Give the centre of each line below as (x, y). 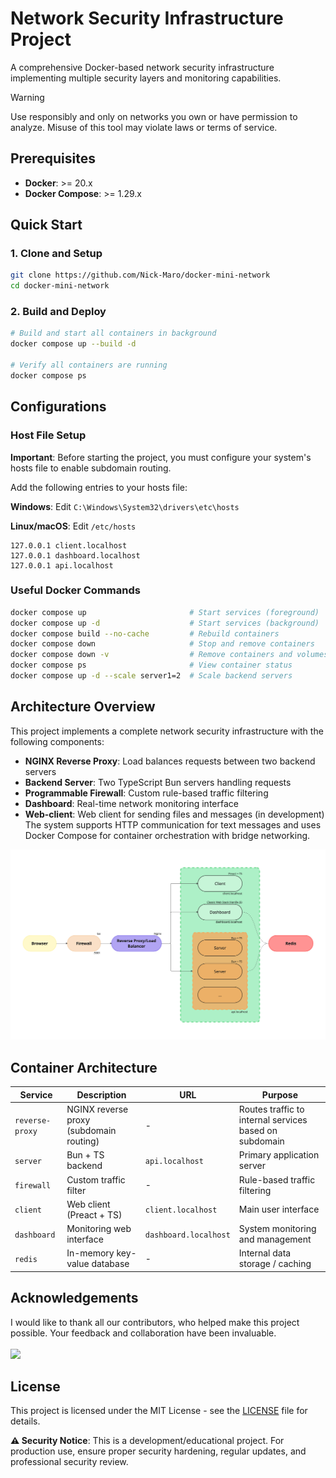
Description (101, 1094)
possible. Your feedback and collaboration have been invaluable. (143, 1333)
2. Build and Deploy (58, 312)
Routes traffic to (271, 1109)
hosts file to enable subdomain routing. (91, 468)
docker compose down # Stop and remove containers (162, 644)
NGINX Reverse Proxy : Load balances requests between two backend (170, 761)
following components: (57, 741)
